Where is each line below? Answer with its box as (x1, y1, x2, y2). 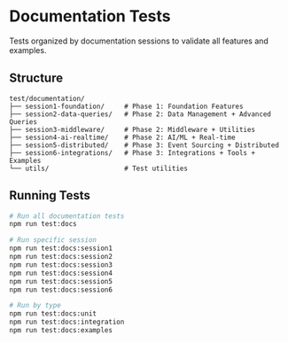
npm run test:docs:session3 (9, 260, 113, 269)
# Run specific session (9, 236, 97, 245)
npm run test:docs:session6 (9, 285, 113, 294)
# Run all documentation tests (9, 211, 125, 221)
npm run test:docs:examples (9, 326, 113, 335)
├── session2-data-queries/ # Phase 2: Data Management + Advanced (9, 109, 272, 119)
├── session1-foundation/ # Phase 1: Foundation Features (9, 102, 244, 111)
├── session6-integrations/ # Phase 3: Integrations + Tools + (9, 148, 255, 157)
